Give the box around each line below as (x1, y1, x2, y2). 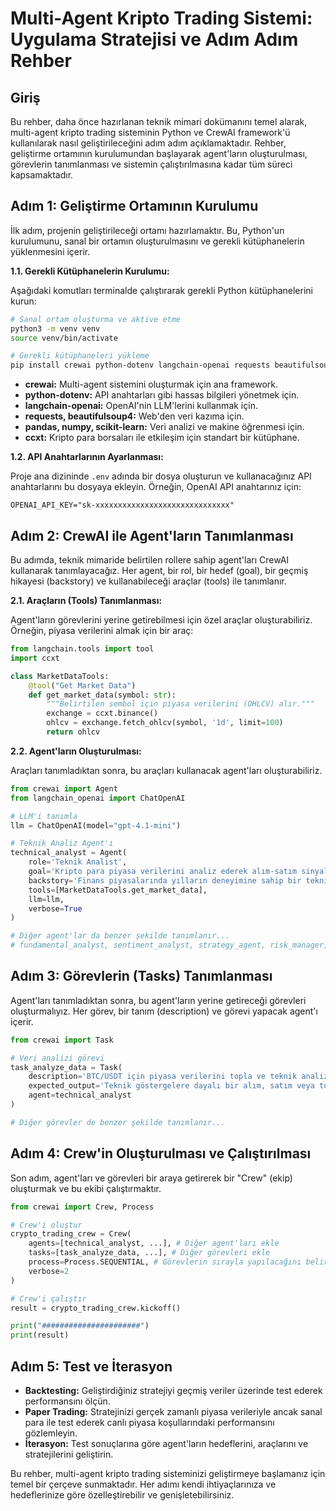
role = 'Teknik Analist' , (28, 857, 128, 867)
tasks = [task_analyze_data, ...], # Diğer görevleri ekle (28, 1248, 271, 1258)
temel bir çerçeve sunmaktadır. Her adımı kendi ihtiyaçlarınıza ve (10, 1478, 277, 1490)
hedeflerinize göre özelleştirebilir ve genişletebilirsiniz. (10, 1488, 235, 1501)
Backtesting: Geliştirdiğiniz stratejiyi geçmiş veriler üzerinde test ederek (24, 1384, 323, 1396)
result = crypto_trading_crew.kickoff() (10, 1303, 182, 1313)
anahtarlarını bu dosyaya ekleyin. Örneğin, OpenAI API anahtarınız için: (10, 481, 302, 493)
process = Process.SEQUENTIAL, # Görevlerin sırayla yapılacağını (28, 1257, 302, 1267)
